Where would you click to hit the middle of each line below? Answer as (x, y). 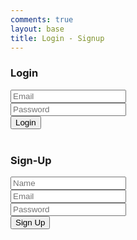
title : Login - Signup (57, 38)
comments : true (42, 19)
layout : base (37, 29)
